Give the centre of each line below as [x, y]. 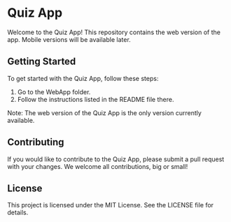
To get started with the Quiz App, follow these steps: [83, 78]
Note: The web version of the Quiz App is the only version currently [104, 112]
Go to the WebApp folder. [54, 91]
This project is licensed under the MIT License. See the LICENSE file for [111, 205]
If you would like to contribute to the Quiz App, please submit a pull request [116, 159]
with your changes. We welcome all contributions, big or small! [98, 166]
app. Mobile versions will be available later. [69, 39]
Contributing [36, 142]
